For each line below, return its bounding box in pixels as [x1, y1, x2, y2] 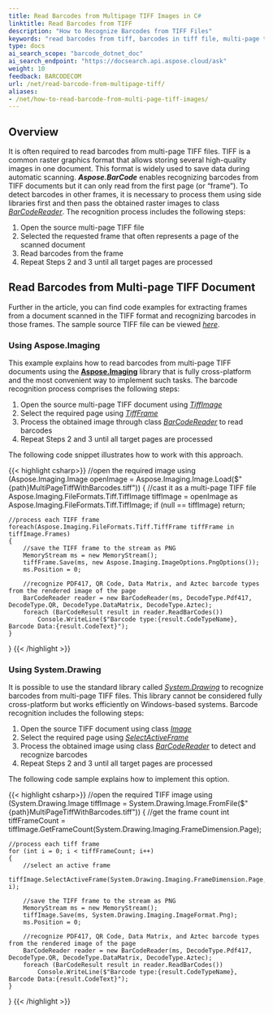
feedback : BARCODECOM [8, 72, 82, 80]
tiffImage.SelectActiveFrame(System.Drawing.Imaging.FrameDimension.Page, [8, 876, 267, 884]
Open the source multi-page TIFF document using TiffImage [19, 399, 223, 410]
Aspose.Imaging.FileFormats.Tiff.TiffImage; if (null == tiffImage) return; [8, 500, 245, 510]
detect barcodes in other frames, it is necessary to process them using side [8, 190, 262, 200]
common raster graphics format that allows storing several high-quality [8, 155, 246, 165]
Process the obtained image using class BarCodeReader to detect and [19, 741, 256, 751]
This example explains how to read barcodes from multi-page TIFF [8, 358, 232, 368]
